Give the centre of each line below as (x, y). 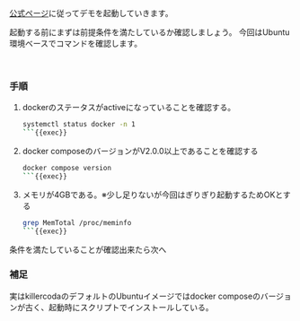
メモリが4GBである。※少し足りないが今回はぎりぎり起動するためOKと (152, 195)
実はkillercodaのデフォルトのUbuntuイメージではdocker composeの (135, 296)
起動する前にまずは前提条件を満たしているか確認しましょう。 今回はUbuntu (150, 32)
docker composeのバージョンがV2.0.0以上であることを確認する (140, 152)
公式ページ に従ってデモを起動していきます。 (91, 13)
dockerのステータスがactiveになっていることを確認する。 (129, 108)
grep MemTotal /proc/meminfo (77, 222)
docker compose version (67, 169)
